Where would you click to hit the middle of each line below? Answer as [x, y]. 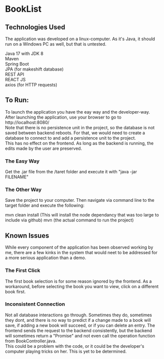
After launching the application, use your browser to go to [63, 117]
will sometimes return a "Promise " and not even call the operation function [80, 335]
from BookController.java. [31, 341]
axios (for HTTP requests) [31, 85]
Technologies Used [35, 27]
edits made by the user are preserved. [44, 148]
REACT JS [15, 80]
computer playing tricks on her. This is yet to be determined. [66, 351]
